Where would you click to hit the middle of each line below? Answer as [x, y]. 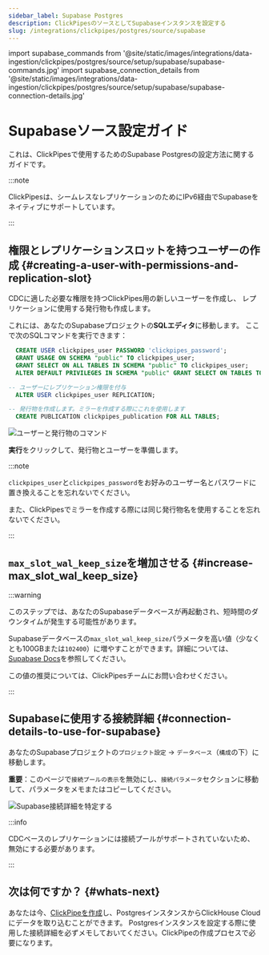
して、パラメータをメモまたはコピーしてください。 [92, 788]
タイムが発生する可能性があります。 [82, 621]
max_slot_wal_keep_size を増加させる [99, 562]
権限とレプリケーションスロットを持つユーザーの [129, 250]
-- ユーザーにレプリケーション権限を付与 [67, 387]
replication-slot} [50, 278]
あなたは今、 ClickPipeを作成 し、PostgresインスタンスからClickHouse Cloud [134, 913]
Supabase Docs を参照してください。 [69, 658]
